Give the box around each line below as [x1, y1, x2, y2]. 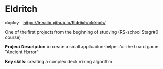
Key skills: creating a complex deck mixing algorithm [5, 58, 112, 64]
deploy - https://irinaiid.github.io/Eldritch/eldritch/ [5, 20, 106, 25]
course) [5, 34, 21, 40]
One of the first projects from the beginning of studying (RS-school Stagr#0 [5, 29, 159, 35]
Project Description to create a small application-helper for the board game [5, 44, 159, 49]
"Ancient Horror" [5, 49, 39, 55]
